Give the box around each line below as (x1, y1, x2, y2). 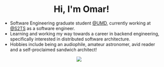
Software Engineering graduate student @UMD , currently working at (9, 20, 151, 26)
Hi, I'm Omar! (53, 3, 109, 15)
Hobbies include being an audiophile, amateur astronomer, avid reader (9, 41, 155, 47)
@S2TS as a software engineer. (9, 25, 75, 31)
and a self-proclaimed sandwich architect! (9, 46, 97, 52)
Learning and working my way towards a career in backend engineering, (9, 30, 159, 36)
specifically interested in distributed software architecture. (9, 36, 130, 42)
